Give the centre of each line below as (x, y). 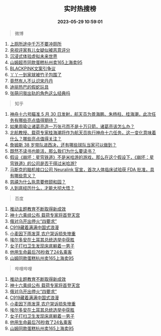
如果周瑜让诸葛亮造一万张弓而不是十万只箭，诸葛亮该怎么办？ (72, 126)
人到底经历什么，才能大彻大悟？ (42, 188)
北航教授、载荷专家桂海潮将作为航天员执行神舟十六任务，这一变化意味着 (83, 133)
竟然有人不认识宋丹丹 (31, 81)
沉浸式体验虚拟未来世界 (33, 56)
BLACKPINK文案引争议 (33, 68)
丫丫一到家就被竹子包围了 (36, 74)
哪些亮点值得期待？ (38, 120)
